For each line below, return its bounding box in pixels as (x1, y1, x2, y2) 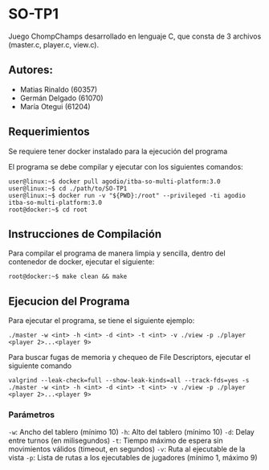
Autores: (8, 63, 54, 77)
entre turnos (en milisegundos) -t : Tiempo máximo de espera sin (8, 435, 223, 446)
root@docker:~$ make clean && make (8, 272, 128, 281)
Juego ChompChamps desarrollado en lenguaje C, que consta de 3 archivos (8, 31, 262, 41)
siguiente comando (8, 361, 72, 370)
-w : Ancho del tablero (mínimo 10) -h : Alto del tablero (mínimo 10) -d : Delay (8, 427, 255, 437)
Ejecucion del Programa (8, 294, 130, 308)
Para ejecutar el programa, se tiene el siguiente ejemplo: (8, 316, 195, 325)
